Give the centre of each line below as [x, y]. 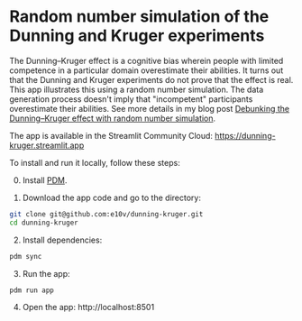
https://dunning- [246, 135]
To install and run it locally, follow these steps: [95, 162]
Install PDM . [45, 180]
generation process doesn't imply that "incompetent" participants [131, 99]
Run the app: [46, 273]
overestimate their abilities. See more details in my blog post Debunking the [150, 108]
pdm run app [32, 290]
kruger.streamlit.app [47, 145]
